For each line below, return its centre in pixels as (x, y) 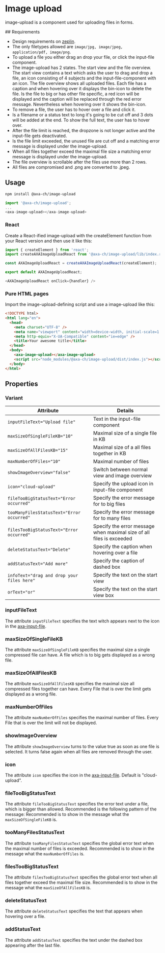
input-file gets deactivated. (40, 136)
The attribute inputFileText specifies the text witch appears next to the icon (82, 621)
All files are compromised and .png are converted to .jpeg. (71, 167)
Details (125, 411)
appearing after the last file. (33, 945)
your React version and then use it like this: (49, 241)
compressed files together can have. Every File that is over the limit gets (78, 689)
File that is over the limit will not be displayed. (51, 723)
